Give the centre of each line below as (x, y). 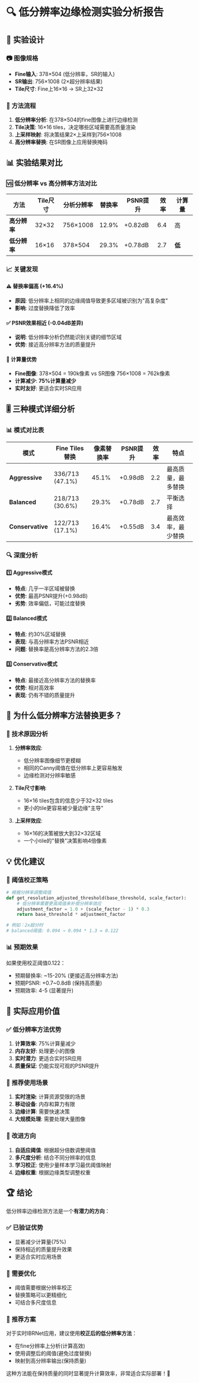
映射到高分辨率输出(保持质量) (51, 1361)
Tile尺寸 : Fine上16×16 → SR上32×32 (59, 89)
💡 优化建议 (25, 861)
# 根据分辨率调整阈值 (29, 892)
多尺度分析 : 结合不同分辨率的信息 (55, 1157)
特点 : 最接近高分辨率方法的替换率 (55, 680)
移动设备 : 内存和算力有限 (45, 1104)
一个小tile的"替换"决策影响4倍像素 (65, 841)
